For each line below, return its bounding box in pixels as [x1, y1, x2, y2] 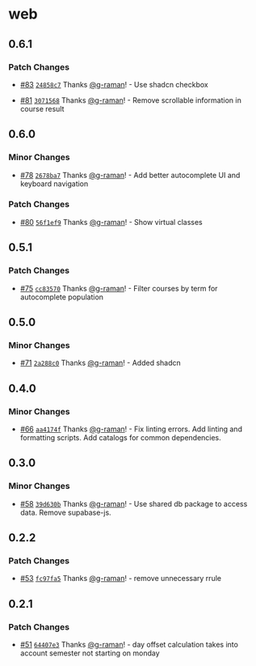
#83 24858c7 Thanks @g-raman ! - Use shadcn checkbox [19, 79, 208, 89]
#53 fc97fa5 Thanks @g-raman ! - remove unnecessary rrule [19, 574, 222, 583]
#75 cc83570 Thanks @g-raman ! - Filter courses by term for [19, 283, 218, 293]
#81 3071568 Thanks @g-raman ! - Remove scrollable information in [19, 95, 242, 105]
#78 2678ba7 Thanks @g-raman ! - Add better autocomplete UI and [19, 170, 241, 180]
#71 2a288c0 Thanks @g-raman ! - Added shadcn [19, 358, 182, 368]
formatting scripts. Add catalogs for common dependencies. [19, 432, 222, 442]
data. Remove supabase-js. [19, 507, 111, 517]
